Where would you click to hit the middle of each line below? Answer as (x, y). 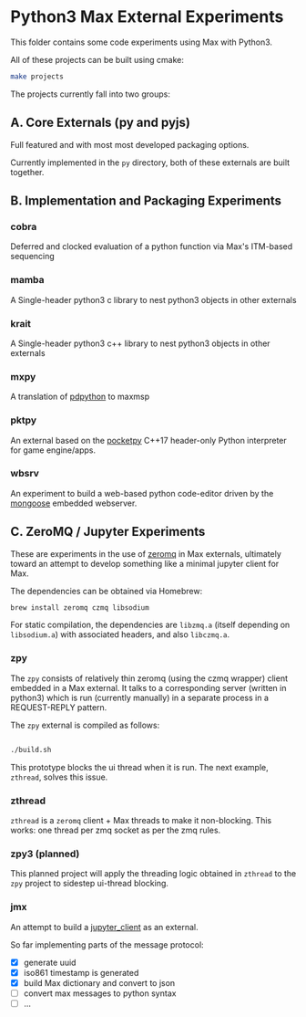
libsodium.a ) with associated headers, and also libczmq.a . (120, 634)
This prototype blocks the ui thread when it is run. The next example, (140, 767)
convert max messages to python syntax (100, 993)
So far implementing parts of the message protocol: (107, 944)
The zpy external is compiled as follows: (85, 725)
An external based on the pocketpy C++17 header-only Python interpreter (149, 440)
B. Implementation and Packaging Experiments (146, 201)
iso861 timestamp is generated (81, 972)
